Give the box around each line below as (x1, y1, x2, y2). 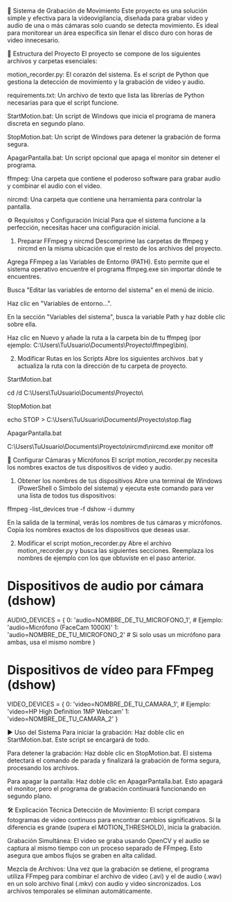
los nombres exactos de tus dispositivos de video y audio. (7, 463, 173, 471)
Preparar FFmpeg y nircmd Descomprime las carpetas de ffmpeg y (17, 237, 209, 245)
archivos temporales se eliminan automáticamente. (7, 887, 152, 895)
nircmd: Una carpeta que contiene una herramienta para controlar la (7, 195, 202, 203)
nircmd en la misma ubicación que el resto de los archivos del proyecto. (17, 244, 223, 253)
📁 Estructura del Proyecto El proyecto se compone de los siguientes (7, 49, 201, 58)
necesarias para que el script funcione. (7, 99, 119, 107)
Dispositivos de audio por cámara (7, 578, 204, 594)
